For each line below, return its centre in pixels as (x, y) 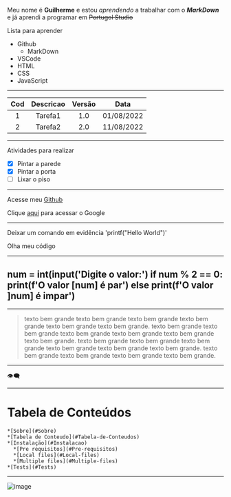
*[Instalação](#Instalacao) (47, 443)
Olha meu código (32, 246)
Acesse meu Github (35, 200)
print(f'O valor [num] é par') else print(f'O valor (110, 285)
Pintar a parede (39, 164)
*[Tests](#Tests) (32, 467)
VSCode (29, 59)
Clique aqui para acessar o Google (56, 213)
